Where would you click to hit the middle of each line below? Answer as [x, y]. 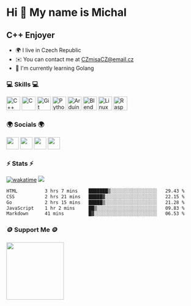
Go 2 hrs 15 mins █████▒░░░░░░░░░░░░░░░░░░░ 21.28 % [95, 202]
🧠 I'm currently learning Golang [54, 68]
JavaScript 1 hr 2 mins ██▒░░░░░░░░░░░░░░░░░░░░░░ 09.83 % [95, 208]
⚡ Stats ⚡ [20, 163]
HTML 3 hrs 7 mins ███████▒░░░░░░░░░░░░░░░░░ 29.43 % [95, 191]
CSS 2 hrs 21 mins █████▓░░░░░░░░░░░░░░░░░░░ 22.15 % [95, 196]
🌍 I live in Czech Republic [48, 50]
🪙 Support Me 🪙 [32, 230]
